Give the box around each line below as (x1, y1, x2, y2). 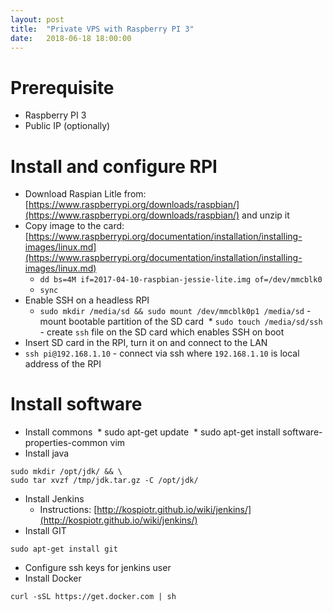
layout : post (10, 14, 65, 25)
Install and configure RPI (10, 155, 218, 178)
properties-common (24, 437, 108, 449)
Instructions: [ (39, 504, 98, 516)
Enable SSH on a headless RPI (24, 294, 150, 306)
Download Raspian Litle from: (24, 188, 147, 200)
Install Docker (24, 572, 82, 585)
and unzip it (241, 209, 290, 221)
